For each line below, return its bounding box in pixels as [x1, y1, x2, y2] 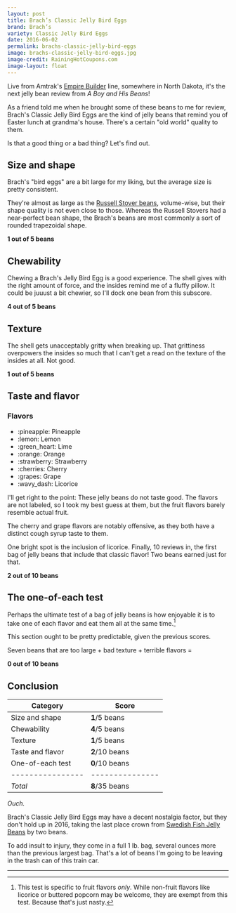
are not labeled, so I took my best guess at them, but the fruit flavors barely [7, 500, 225, 509]
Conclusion [7, 680, 59, 692]
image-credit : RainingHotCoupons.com [7, 56, 118, 63]
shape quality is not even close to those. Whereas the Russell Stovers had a [7, 206, 227, 215]
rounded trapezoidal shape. [7, 221, 87, 230]
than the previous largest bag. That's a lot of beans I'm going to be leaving [7, 849, 223, 858]
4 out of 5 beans [7, 303, 56, 311]
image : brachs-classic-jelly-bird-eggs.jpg [7, 50, 137, 57]
